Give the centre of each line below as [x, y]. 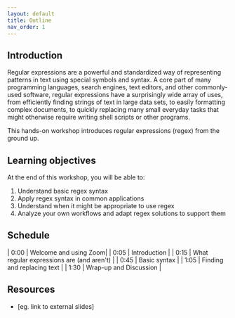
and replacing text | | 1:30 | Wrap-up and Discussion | [84, 267]
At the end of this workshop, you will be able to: [76, 177]
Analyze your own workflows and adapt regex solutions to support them [122, 213]
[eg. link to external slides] [56, 306]
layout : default [31, 14]
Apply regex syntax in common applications [81, 198]
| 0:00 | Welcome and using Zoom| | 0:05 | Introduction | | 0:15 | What [108, 252]
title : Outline [29, 20]
